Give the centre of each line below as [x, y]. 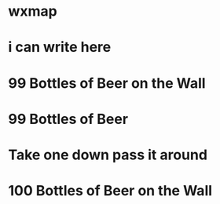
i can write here [60, 47]
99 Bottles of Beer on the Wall [107, 83]
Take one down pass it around [108, 155]
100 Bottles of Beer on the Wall [110, 191]
